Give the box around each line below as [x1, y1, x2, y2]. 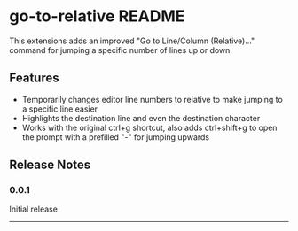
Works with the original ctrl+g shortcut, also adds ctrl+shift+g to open [21, 122, 278, 133]
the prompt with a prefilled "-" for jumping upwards [21, 131, 210, 142]
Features [9, 71, 59, 86]
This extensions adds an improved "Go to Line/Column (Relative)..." [9, 35, 255, 46]
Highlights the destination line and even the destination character [21, 112, 261, 123]
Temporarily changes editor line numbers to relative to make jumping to [21, 94, 284, 104]
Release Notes [9, 158, 91, 173]
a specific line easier [21, 104, 98, 114]
